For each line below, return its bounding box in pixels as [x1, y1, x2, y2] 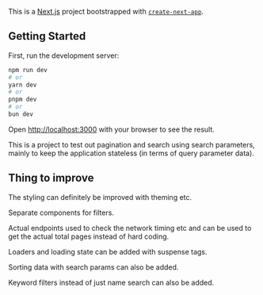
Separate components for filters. [8, 208, 115, 217]
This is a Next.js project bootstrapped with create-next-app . [8, 7, 204, 16]
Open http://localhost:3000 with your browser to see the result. [8, 125, 215, 134]
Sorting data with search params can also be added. [8, 262, 179, 272]
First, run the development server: [8, 51, 120, 60]
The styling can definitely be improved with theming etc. [8, 192, 192, 201]
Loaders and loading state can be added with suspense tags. [8, 247, 208, 256]
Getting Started [8, 29, 86, 43]
